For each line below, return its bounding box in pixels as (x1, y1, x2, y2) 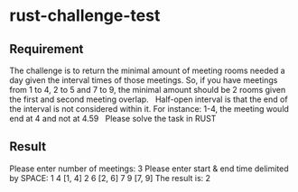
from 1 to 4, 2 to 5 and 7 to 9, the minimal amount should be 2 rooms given (9, 85, 286, 95)
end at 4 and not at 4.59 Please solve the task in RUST (9, 114, 217, 123)
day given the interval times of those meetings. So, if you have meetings (9, 75, 278, 86)
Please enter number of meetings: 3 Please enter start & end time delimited (9, 163, 289, 174)
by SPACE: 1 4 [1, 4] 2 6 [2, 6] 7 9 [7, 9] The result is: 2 (9, 172, 210, 183)
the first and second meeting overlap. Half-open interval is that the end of (9, 94, 288, 105)
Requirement (9, 41, 84, 57)
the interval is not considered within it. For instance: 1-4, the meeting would (9, 104, 289, 114)
